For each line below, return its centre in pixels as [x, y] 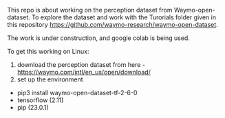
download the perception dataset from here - [81, 65]
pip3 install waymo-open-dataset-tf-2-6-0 [77, 93]
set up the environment [50, 79]
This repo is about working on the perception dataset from [90, 10]
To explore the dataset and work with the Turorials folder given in [124, 17]
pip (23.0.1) [33, 107]
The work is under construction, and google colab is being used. [99, 38]
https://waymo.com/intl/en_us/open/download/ [84, 72]
